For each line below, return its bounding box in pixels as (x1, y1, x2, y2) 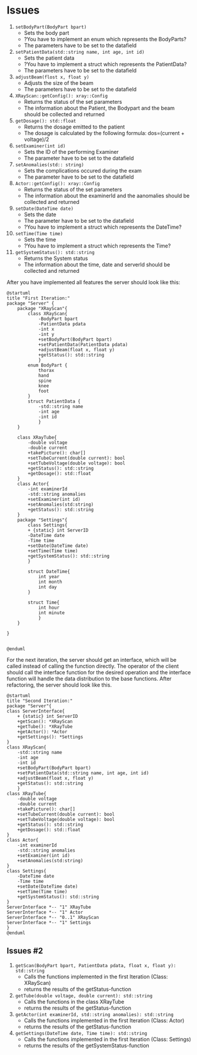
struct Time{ (28, 599, 60, 605)
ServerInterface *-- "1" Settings (6, 919, 92, 925)
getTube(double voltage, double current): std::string (15, 993, 153, 999)
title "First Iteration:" (6, 295, 70, 301)
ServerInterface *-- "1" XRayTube (6, 904, 92, 910)
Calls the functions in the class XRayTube (24, 998, 125, 1005)
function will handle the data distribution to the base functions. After (6, 675, 172, 682)
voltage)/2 (24, 136, 49, 143)
